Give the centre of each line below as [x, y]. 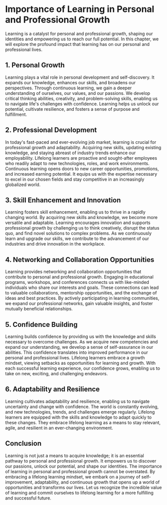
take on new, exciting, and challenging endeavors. [57, 374]
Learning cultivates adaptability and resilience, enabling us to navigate [78, 401]
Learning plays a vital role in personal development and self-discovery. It [80, 77]
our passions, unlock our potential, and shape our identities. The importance [83, 466]
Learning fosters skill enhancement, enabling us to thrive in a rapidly [75, 212]
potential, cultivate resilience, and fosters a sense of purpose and [72, 109]
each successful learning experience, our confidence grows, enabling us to [83, 368]
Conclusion [23, 443]
